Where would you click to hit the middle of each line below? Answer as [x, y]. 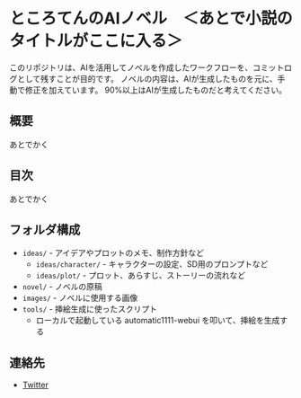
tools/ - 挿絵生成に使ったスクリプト [90, 309]
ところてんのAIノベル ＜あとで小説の [151, 18]
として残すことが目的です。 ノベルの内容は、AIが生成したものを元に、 [147, 78]
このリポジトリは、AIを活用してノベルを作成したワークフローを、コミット [147, 67]
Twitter [35, 385]
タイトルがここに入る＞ [96, 41]
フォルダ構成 [45, 230]
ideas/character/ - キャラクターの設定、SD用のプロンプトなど [152, 264]
